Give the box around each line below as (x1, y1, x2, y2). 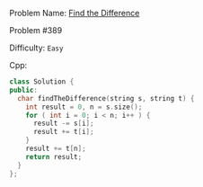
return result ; (25, 152, 83, 161)
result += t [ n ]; (25, 144, 87, 153)
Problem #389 (9, 25, 63, 35)
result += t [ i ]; (32, 128, 94, 137)
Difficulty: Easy (9, 42, 64, 53)
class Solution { (9, 77, 75, 86)
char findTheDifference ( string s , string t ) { (17, 93, 195, 102)
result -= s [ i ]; (32, 119, 94, 129)
